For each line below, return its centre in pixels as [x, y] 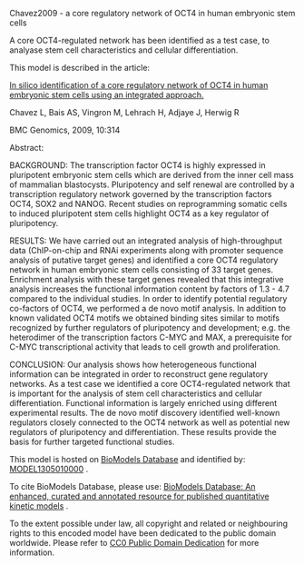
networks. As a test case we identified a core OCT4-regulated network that [150, 384]
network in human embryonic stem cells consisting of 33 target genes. [142, 270]
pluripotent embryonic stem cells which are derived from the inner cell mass [152, 175]
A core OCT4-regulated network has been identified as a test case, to [140, 40]
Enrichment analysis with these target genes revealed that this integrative [147, 279]
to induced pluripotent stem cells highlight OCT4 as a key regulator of [139, 213]
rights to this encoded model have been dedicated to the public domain [143, 533]
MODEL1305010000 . [49, 469]
